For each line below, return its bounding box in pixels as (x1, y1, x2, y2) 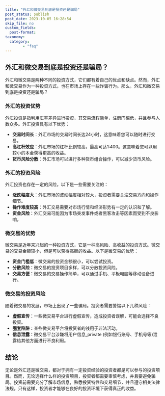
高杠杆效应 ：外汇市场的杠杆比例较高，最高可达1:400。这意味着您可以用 (12, 143, 157, 150)
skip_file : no (5, 21, 34, 26)
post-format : (9, 30, 36, 35)
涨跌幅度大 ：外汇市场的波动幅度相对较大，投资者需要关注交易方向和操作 (12, 192, 159, 198)
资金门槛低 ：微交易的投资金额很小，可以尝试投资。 (12, 259, 116, 264)
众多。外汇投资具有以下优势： (9, 121, 70, 127)
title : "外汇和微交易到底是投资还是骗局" (5, 7, 80, 12)
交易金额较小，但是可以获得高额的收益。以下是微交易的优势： (13, 248, 138, 254)
